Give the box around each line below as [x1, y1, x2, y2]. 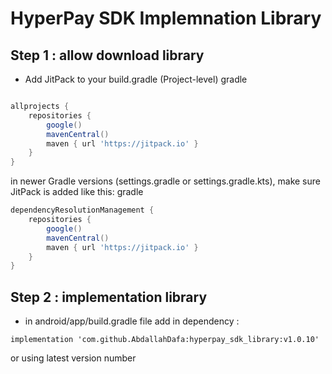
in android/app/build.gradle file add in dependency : [24, 315, 240, 327]
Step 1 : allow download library [10, 47, 205, 64]
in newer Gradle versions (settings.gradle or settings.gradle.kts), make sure [10, 175, 321, 187]
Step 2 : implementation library [10, 288, 208, 306]
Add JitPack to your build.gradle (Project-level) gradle [24, 73, 248, 85]
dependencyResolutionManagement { [10, 205, 155, 216]
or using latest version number [10, 352, 137, 364]
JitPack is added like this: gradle [10, 186, 144, 198]
